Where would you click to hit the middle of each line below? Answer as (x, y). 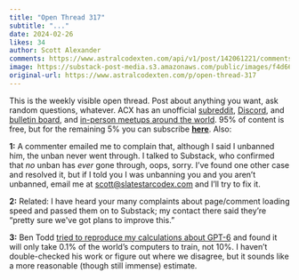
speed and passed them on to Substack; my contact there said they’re (138, 211)
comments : (28, 59)
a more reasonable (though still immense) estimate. (103, 265)
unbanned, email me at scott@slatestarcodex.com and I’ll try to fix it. (135, 184)
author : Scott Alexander (55, 51)
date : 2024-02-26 (41, 34)
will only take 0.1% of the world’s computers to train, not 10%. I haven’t (138, 246)
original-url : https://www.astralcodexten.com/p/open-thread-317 (133, 76)
